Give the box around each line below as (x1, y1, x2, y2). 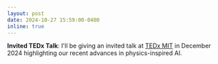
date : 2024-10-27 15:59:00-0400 (7, 17, 100, 23)
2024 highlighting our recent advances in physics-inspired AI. (7, 49, 182, 57)
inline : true (7, 23, 45, 30)
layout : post (7, 10, 45, 17)
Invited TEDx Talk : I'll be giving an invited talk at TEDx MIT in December (7, 42, 211, 50)
